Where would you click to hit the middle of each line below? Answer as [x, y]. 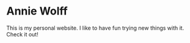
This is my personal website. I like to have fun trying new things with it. [95, 28]
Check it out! [22, 34]
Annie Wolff [37, 11]
